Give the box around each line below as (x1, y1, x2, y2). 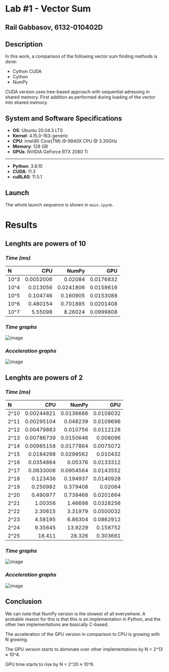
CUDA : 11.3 (12, 169, 36, 175)
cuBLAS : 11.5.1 (12, 174, 42, 180)
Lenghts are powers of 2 (5, 373, 83, 382)
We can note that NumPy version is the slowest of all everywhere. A (5, 611, 146, 617)
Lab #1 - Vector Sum (5, 3, 91, 15)
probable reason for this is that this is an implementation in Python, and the (5, 616, 161, 622)
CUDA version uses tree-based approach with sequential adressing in (5, 89, 150, 95)
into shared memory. (5, 99, 48, 105)
